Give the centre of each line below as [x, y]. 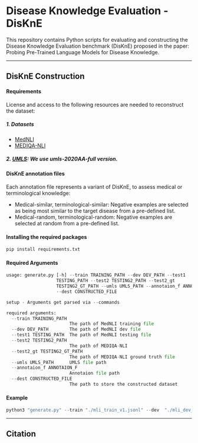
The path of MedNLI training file [112, 324]
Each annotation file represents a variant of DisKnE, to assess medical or [94, 187]
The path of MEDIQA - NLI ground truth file [122, 357]
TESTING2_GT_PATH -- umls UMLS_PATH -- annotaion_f [118, 286]
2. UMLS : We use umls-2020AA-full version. [62, 159]
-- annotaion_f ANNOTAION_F [44, 368]
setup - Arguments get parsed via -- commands [63, 302]
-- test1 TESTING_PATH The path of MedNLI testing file [81, 335]
